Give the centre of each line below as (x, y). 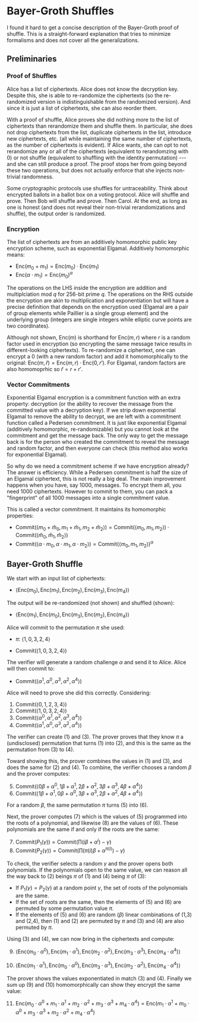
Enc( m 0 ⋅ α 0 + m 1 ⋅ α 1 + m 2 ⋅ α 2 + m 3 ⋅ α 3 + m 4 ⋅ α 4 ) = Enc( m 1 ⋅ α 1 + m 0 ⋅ (102, 1004)
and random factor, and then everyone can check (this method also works (97, 448)
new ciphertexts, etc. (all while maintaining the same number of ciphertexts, (99, 138)
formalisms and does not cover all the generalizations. (73, 40)
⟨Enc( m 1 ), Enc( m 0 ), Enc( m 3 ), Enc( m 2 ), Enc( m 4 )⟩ (72, 615)
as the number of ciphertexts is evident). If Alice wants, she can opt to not (97, 145)
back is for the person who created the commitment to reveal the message (98, 442)
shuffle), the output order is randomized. (56, 214)
